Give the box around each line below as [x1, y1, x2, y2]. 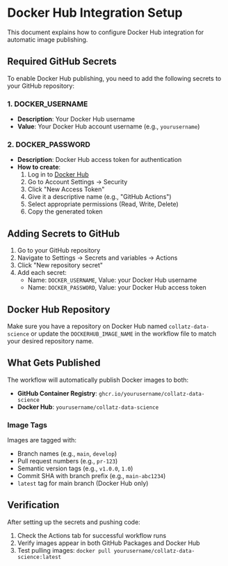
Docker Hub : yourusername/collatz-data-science [17, 403, 159, 411]
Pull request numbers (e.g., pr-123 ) [17, 457, 118, 466]
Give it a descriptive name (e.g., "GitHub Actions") [27, 193, 172, 201]
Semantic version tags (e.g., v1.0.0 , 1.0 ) [17, 464, 133, 472]
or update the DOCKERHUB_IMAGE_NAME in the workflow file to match [31, 329, 217, 338]
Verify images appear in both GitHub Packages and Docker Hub [17, 539, 200, 547]
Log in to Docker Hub [27, 170, 89, 179]
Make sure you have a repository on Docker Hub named [7, 322, 168, 330]
